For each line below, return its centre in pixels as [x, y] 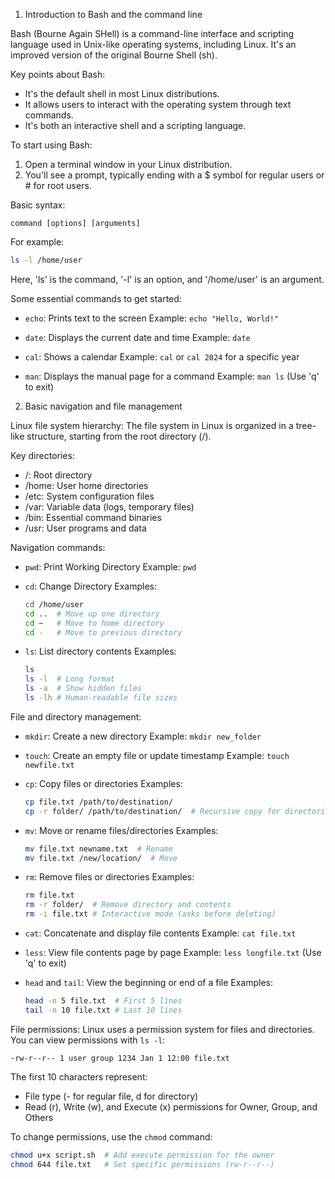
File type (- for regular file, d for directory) [111, 1096]
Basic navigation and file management [103, 406]
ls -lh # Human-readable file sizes [101, 698]
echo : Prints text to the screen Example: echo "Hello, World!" [152, 318]
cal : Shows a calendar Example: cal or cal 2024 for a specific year [162, 356]
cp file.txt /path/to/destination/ [99, 802]
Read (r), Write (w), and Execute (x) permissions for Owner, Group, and [171, 1106]
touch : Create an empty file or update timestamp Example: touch [157, 755]
